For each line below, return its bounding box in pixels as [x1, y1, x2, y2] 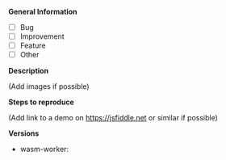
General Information [8, 7, 78, 16]
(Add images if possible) [8, 82, 90, 91]
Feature [19, 40, 46, 51]
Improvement [19, 32, 65, 41]
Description [8, 66, 49, 76]
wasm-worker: [19, 145, 69, 154]
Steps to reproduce [8, 97, 74, 107]
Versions [8, 128, 40, 138]
